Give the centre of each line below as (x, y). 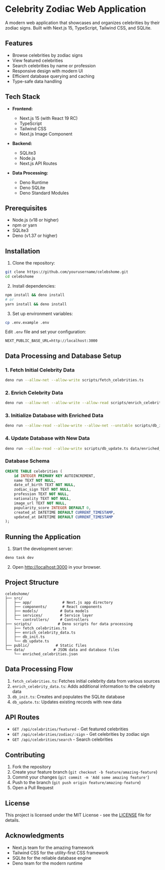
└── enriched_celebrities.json (46, 654)
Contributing (25, 755)
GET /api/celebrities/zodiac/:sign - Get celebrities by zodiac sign (81, 734)
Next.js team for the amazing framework (53, 847)
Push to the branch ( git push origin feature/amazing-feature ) (76, 783)
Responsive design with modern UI (48, 71)
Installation (23, 251)
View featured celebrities (38, 60)
